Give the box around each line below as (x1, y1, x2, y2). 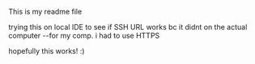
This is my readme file (8, 7, 83, 16)
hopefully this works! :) (8, 46, 85, 55)
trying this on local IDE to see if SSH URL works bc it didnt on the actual (8, 22, 248, 31)
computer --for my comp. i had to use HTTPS (8, 31, 160, 40)
